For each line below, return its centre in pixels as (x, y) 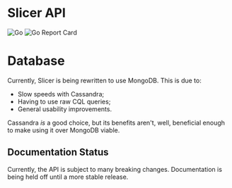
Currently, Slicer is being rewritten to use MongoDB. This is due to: (104, 80)
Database (36, 61)
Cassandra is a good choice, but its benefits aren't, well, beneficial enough (116, 123)
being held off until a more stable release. (68, 177)
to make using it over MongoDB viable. (64, 130)
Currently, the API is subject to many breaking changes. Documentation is (115, 169)
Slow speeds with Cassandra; (61, 94)
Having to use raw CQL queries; (64, 101)
